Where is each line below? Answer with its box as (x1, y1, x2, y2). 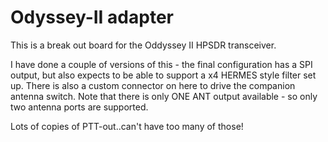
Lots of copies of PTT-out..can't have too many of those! (10, 120, 244, 132)
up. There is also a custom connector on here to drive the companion (10, 79, 296, 91)
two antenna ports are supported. (10, 101, 149, 113)
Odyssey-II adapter (10, 6, 174, 29)
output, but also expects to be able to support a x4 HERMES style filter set (10, 69, 317, 81)
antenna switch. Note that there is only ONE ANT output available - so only (10, 90, 318, 102)
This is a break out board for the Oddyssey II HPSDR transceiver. (10, 39, 277, 51)
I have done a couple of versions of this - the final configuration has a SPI (10, 58, 313, 70)
